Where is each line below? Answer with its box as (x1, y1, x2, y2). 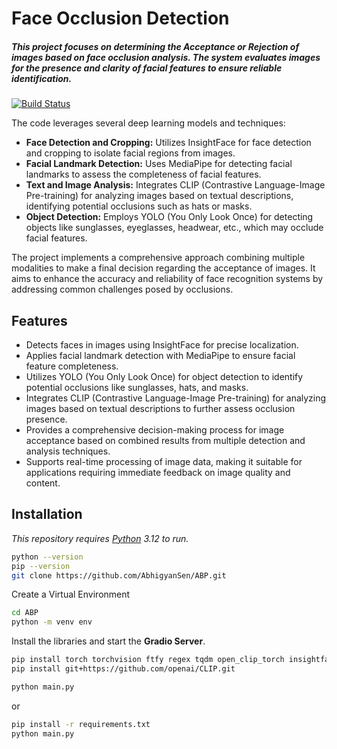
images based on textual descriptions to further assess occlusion (25, 402, 296, 414)
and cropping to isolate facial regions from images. (25, 147, 236, 159)
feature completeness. (25, 360, 119, 372)
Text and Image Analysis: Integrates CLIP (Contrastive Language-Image (25, 179, 326, 191)
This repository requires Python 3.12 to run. (11, 532, 189, 544)
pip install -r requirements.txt (11, 719, 151, 729)
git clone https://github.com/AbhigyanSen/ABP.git (11, 570, 227, 581)
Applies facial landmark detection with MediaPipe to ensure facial (25, 349, 296, 361)
